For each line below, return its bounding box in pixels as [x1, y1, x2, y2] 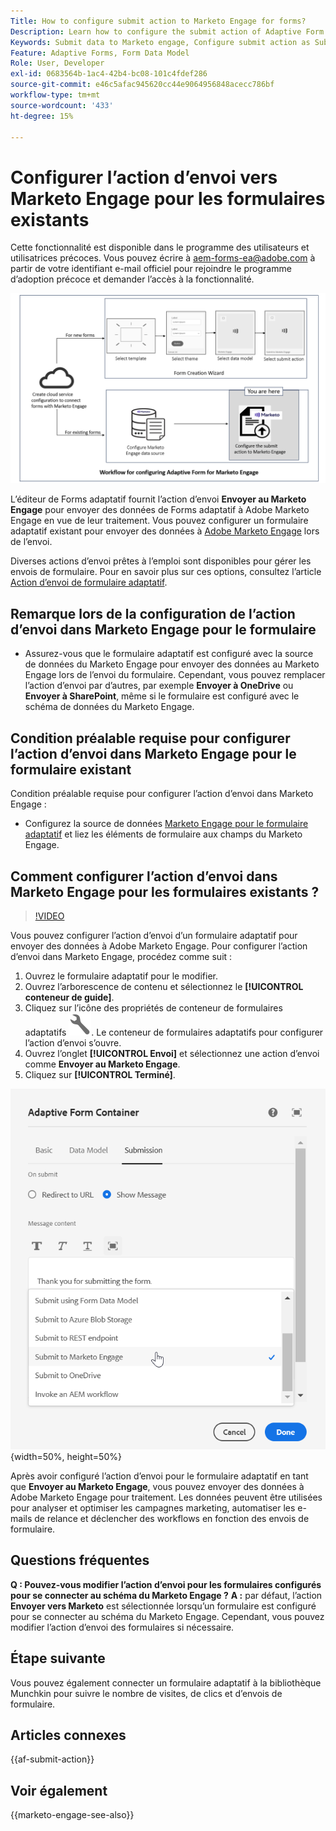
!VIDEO [34, 910, 65, 922]
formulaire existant [10, 761, 132, 778]
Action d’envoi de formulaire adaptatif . [10, 576, 168, 589]
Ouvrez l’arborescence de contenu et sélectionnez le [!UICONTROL [24, 980, 304, 992]
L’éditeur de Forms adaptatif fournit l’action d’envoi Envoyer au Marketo [10, 493, 307, 505]
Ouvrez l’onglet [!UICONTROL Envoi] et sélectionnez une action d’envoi [24, 1047, 320, 1059]
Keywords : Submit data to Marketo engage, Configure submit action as [10, 37, 311, 47]
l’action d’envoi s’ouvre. [24, 1036, 122, 1049]
